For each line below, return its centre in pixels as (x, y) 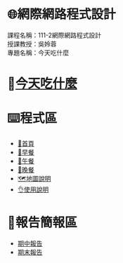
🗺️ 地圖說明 (34, 179)
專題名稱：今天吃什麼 (38, 53)
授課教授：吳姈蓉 (32, 43)
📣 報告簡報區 (42, 223)
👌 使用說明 (33, 189)
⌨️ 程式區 (32, 118)
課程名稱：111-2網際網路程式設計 (54, 35)
